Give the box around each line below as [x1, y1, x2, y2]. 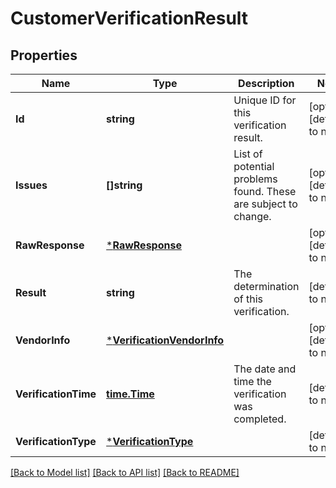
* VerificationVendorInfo [106, 333, 225, 347]
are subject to [233, 197, 298, 211]
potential [233, 160, 275, 173]
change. [233, 210, 272, 223]
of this [233, 292, 263, 306]
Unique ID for [233, 93, 297, 107]
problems [233, 172, 278, 186]
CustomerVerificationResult [10, 7, 249, 30]
